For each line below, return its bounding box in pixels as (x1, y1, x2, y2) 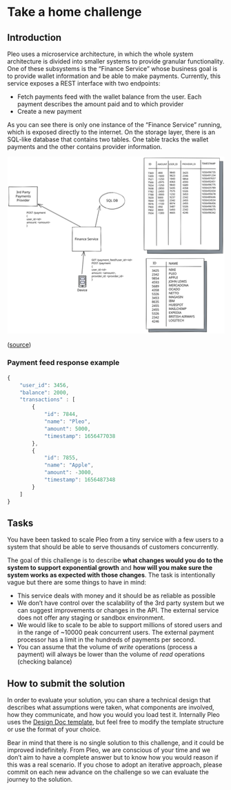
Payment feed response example (7, 358, 120, 368)
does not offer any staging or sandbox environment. (17, 613, 165, 622)
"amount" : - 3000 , (43, 469, 94, 476)
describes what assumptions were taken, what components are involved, (7, 703, 215, 711)
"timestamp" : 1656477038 (43, 433, 116, 440)
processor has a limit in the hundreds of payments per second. (17, 635, 196, 644)
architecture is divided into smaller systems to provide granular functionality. (7, 57, 225, 66)
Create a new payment (17, 108, 82, 115)
